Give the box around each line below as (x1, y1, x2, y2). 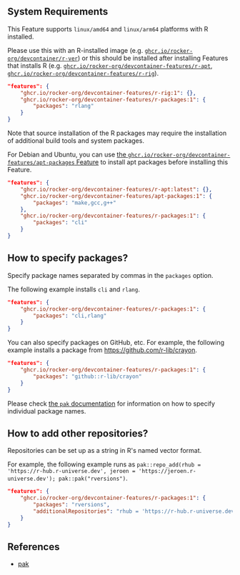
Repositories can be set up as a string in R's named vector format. (7, 446, 202, 455)
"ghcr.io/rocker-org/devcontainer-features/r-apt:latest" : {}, (20, 186, 213, 193)
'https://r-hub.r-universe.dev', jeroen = (7, 468, 136, 475)
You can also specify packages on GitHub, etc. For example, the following (7, 339, 225, 347)
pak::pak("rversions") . (58, 474, 128, 483)
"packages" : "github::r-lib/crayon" (33, 373, 142, 380)
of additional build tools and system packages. (7, 136, 145, 145)
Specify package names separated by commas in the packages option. (7, 271, 214, 279)
